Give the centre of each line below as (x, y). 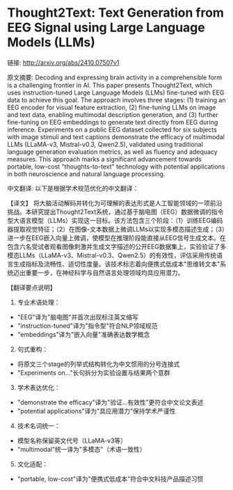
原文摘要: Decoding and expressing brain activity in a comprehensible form (115, 77)
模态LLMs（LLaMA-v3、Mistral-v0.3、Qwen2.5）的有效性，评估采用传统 (112, 255)
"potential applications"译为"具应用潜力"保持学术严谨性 (96, 411)
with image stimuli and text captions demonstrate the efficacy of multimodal (116, 136)
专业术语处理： (39, 302)
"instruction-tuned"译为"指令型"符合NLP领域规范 (87, 326)
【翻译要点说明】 (32, 287)
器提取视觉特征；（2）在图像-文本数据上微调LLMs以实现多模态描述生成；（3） (116, 229)
